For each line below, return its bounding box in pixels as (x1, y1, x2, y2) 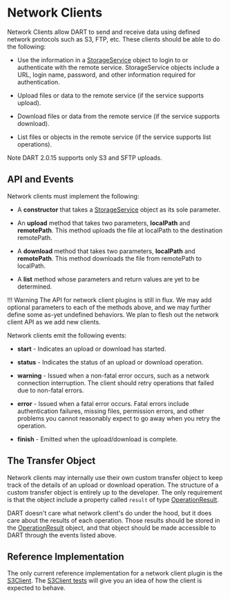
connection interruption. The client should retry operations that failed (17, 378, 214, 387)
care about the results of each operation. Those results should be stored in (7, 516, 220, 524)
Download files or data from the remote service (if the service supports (17, 112, 220, 120)
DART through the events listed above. (7, 531, 117, 539)
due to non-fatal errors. (17, 386, 84, 394)
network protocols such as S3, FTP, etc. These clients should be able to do (7, 35, 221, 43)
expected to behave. (7, 584, 66, 592)
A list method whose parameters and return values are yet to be (17, 275, 200, 283)
